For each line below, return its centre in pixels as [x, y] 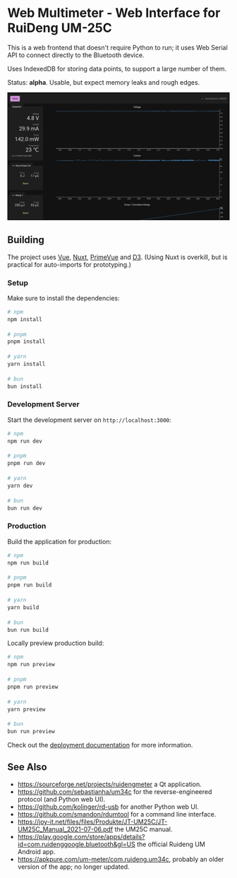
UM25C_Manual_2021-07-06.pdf [65, 829]
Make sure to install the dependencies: [63, 298]
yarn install [26, 364]
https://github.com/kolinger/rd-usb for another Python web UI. [108, 807]
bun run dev [25, 508]
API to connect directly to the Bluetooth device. [76, 55]
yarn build [23, 607]
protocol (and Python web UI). [61, 799]
